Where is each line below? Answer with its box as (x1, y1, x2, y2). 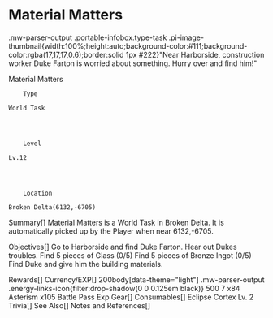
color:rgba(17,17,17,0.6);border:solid (8, 49, 124, 59)
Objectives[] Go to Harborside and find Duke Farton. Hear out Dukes (8, 242, 237, 251)
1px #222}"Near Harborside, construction (125, 49, 265, 59)
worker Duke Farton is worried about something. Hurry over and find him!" (8, 58, 258, 68)
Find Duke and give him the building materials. (8, 259, 164, 269)
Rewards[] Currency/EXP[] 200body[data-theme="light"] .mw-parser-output (8, 274, 266, 285)
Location (23, 189, 53, 197)
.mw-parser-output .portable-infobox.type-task (8, 32, 167, 42)
